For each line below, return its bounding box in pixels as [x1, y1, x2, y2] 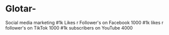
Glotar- [5, 3, 36, 14]
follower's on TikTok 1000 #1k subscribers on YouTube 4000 [5, 24, 133, 30]
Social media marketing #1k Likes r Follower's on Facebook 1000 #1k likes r [5, 19, 164, 25]
